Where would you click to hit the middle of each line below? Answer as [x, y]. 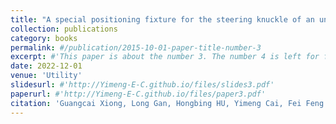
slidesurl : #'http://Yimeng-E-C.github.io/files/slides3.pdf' [142, 85]
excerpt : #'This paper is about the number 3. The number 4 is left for [165, 57]
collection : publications [64, 29]
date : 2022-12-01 [46, 66]
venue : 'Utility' [46, 76]
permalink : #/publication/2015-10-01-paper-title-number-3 [136, 47]
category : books [44, 38]
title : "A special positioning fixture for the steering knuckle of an [162, 19]
